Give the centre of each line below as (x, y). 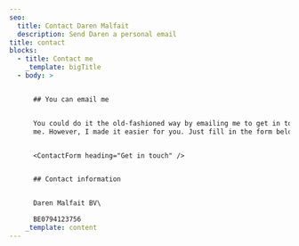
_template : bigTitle (63, 68)
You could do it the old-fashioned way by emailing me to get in (156, 123)
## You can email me (71, 99)
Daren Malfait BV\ (67, 203)
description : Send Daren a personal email (97, 34)
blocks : (24, 51)
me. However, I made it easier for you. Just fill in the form (153, 131)
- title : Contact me (55, 59)
